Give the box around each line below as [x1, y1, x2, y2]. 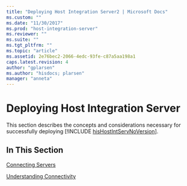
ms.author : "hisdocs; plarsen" [6, 70, 85, 76]
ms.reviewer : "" [6, 31, 47, 37]
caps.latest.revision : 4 [6, 59, 69, 65]
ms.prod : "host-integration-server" [6, 25, 98, 32]
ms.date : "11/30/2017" [6, 20, 63, 26]
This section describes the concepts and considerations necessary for [6, 121, 182, 129]
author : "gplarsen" [6, 64, 55, 71]
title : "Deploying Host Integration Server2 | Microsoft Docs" [6, 8, 168, 15]
